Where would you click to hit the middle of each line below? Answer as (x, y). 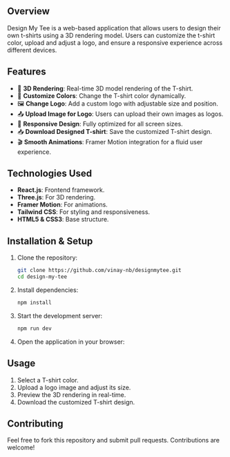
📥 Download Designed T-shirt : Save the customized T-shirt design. (115, 131)
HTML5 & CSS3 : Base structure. (63, 220)
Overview (29, 11)
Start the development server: (60, 315)
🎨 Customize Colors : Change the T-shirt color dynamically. (102, 95)
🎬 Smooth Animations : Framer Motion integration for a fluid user (110, 142)
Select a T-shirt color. (48, 380)
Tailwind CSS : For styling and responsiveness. (84, 212)
